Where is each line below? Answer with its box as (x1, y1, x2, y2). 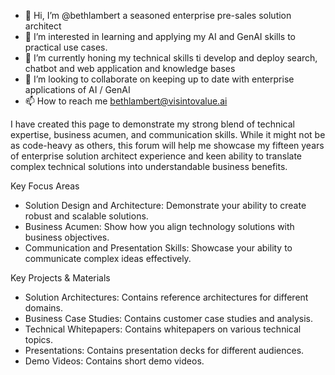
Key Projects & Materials (10, 272, 111, 284)
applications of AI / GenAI (24, 84, 131, 95)
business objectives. (24, 231, 110, 243)
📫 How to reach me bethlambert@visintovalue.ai (24, 95, 228, 107)
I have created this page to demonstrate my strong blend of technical (10, 118, 295, 130)
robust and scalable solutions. (24, 210, 149, 222)
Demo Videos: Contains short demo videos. (24, 355, 205, 367)
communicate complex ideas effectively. (24, 253, 192, 264)
